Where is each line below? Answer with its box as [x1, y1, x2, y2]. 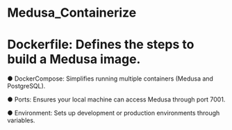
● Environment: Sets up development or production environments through [7, 109, 220, 117]
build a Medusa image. [7, 51, 141, 67]
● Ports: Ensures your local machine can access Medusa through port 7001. [7, 95, 226, 104]
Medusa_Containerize [7, 5, 137, 21]
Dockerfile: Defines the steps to [7, 37, 194, 53]
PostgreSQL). [7, 82, 46, 90]
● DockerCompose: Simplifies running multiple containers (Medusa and [7, 74, 214, 83]
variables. [7, 116, 35, 124]
